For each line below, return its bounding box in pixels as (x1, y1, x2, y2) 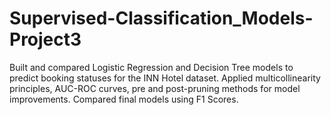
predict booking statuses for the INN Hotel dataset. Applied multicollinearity (9, 72, 321, 84)
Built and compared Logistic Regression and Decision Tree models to (9, 61, 294, 73)
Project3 (9, 28, 82, 51)
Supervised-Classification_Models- (9, 7, 314, 30)
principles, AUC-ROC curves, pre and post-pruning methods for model (9, 82, 301, 94)
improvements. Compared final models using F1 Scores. (9, 93, 239, 105)
